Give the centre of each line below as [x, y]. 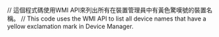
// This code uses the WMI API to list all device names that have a [113, 18]
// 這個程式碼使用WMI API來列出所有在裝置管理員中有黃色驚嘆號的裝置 [107, 10]
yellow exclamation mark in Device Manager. [71, 26]
